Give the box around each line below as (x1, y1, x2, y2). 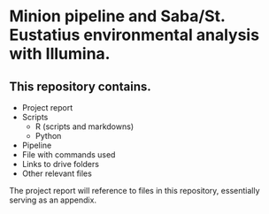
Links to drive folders (21, 159, 100, 169)
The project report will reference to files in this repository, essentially (9, 186, 260, 195)
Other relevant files (21, 168, 93, 179)
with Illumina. (9, 44, 111, 64)
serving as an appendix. (9, 195, 97, 205)
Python (35, 131, 62, 141)
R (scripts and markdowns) (35, 121, 134, 132)
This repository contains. (9, 79, 152, 94)
